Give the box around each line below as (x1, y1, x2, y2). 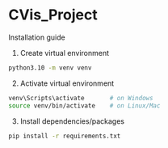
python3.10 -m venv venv (8, 63, 92, 72)
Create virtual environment (19, 48, 110, 57)
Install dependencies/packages (19, 116, 125, 126)
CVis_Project (8, 6, 99, 24)
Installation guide (8, 32, 66, 42)
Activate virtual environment (19, 78, 115, 88)
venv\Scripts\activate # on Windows (8, 94, 153, 102)
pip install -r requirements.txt (8, 132, 121, 140)
